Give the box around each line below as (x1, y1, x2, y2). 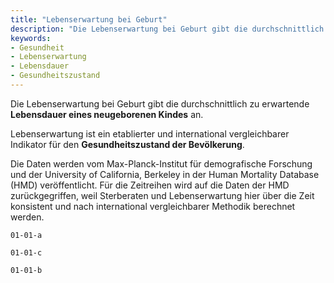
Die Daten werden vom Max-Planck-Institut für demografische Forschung (10, 157, 313, 170)
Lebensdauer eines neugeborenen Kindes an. (10, 108, 204, 120)
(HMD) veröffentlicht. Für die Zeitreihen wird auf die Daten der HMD (10, 179, 290, 191)
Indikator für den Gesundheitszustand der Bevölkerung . (10, 138, 245, 150)
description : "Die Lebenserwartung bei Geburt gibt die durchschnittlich (10, 24, 325, 34)
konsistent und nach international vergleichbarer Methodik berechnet (10, 200, 296, 212)
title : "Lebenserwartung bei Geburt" (10, 14, 168, 25)
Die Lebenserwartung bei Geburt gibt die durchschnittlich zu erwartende (10, 97, 310, 110)
